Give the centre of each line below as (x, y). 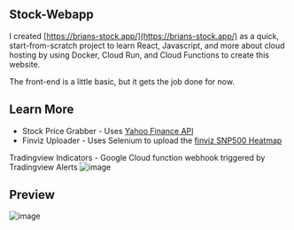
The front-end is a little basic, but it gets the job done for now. (122, 81)
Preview (32, 195)
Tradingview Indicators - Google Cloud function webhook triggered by (137, 157)
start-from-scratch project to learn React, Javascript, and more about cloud (147, 45)
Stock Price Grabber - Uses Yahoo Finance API (108, 131)
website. (25, 64)
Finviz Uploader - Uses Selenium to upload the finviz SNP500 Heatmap (152, 140)
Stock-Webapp (52, 15)
